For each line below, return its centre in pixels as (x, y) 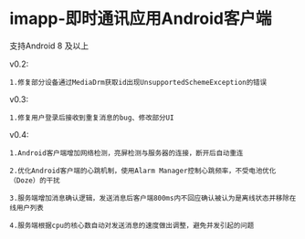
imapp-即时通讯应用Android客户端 (141, 19)
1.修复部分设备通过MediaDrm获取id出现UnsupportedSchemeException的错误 (138, 82)
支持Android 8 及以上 (49, 46)
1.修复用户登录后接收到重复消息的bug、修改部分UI (92, 118)
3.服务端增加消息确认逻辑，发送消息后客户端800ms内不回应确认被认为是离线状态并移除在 (153, 198)
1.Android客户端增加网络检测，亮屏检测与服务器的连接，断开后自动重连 (126, 153)
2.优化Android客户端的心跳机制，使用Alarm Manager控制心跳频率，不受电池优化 (143, 171)
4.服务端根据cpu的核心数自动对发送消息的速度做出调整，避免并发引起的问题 (132, 225)
